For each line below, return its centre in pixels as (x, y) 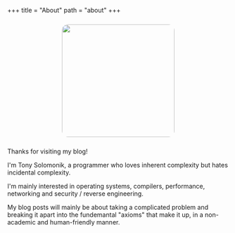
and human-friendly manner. (79, 222)
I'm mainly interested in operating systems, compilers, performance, (106, 186)
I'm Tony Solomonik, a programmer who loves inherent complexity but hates (118, 165)
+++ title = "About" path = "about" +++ (64, 10)
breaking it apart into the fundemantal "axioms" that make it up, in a (106, 215)
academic (22, 222)
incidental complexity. (39, 172)
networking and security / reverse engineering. (76, 194)
